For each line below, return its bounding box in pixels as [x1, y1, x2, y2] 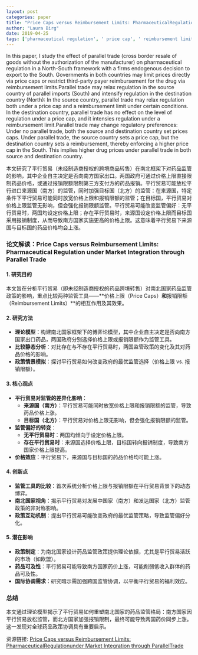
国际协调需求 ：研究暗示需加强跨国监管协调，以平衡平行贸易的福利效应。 [14, 577, 190, 585]
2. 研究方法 [6, 314, 34, 321]
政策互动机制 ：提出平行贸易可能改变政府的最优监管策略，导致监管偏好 [14, 511, 186, 519]
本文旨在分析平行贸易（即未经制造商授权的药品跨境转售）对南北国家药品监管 [6, 285, 192, 292]
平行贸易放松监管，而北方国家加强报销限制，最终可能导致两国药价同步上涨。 [6, 615, 192, 623]
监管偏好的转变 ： [14, 423, 57, 431]
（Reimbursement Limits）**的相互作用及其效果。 [6, 299, 128, 307]
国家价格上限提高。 [23, 446, 71, 453]
